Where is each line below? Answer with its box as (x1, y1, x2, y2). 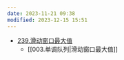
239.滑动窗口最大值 (17, 36, 73, 45)
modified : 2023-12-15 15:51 (7, 17, 88, 23)
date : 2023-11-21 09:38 (7, 10, 76, 17)
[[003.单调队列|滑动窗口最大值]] (27, 45, 118, 53)
